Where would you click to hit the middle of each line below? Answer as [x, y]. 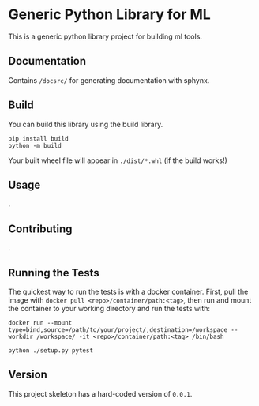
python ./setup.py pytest [51, 351]
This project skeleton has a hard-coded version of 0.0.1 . [100, 393]
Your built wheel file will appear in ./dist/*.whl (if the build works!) [118, 160]
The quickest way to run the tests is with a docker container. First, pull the [128, 291]
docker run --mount [40, 323]
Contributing [40, 229]
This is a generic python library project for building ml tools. [105, 36]
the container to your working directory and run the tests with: [109, 308]
